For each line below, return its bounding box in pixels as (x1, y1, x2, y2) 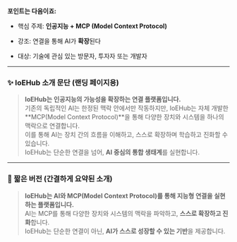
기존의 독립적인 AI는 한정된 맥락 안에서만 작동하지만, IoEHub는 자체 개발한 (24, 104, 229, 112)
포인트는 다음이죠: (7, 7, 57, 15)
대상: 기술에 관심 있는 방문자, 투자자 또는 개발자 (17, 52, 148, 60)
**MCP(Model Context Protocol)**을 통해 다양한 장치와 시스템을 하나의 (24, 113, 224, 121)
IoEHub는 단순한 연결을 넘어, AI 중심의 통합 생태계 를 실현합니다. (24, 148, 200, 157)
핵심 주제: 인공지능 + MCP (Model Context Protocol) (17, 22, 168, 30)
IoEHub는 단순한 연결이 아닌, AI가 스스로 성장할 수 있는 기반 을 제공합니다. (24, 226, 226, 235)
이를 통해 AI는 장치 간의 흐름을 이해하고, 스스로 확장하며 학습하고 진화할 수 (24, 131, 228, 139)
